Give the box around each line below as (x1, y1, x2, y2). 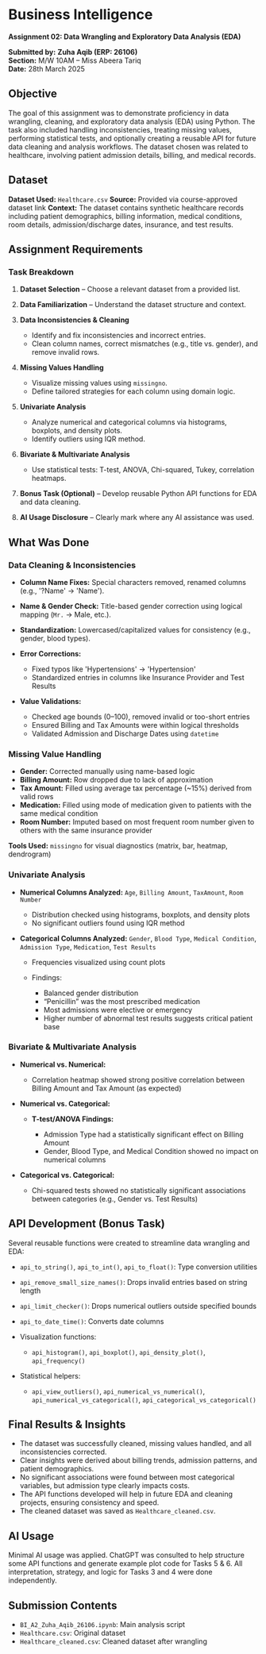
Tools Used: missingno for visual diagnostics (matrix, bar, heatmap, (8, 841, 228, 851)
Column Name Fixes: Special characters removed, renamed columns (19, 577, 246, 587)
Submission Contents (8, 1598, 118, 1612)
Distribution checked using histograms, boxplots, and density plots (31, 910, 250, 919)
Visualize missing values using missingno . (31, 379, 168, 388)
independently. (8, 1575, 57, 1585)
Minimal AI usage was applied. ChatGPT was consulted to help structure (8, 1550, 245, 1560)
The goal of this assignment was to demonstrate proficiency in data (8, 108, 229, 117)
